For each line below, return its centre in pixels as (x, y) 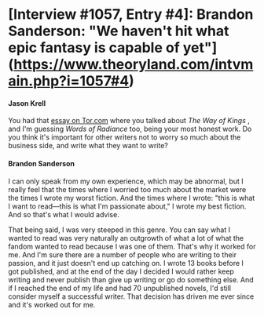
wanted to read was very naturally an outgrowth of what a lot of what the (126, 238)
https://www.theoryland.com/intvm (134, 65)
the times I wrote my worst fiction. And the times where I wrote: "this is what (132, 198)
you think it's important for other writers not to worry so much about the (125, 137)
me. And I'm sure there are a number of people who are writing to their (123, 254)
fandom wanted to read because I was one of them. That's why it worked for (132, 246)
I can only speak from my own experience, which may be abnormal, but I (126, 181)
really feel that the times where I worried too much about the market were (127, 189)
